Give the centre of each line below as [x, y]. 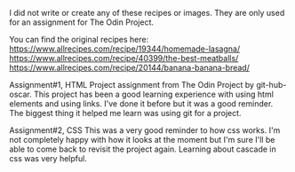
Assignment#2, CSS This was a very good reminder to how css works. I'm [145, 130]
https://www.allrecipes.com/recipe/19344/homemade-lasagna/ [125, 49]
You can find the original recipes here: [79, 39]
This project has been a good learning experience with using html [154, 94]
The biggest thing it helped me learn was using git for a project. [125, 113]
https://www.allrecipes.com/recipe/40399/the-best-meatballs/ [124, 58]
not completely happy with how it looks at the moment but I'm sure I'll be [142, 140]
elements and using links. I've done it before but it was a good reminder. [141, 104]
